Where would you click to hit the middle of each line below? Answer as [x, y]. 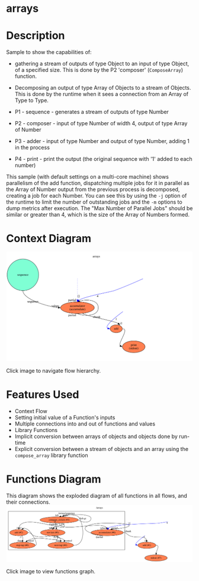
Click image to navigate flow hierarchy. [54, 370]
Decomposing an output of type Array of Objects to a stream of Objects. [103, 88]
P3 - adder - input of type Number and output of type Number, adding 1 [102, 141]
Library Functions [36, 430]
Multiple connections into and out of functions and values [85, 424]
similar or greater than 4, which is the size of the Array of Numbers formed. [98, 215]
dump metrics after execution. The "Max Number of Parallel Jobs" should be [99, 208]
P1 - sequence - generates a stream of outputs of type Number [92, 112]
